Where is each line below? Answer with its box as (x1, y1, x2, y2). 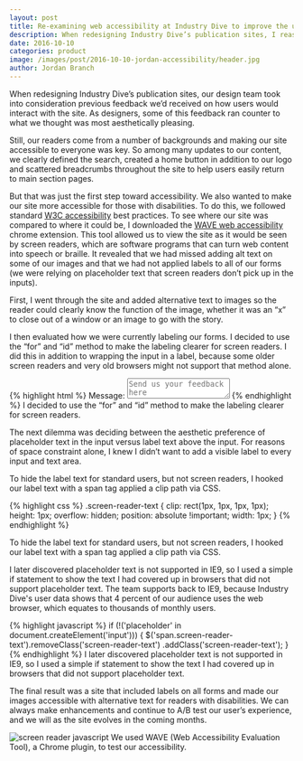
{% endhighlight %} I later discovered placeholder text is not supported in (9, 648, 283, 660)
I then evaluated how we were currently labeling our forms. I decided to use (9, 331, 290, 342)
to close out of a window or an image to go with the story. (9, 314, 224, 324)
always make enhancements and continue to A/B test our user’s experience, (9, 704, 292, 715)
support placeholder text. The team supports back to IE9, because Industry (9, 583, 289, 594)
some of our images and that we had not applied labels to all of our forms (9, 258, 282, 268)
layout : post (9, 13, 59, 23)
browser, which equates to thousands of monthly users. (9, 602, 216, 613)
